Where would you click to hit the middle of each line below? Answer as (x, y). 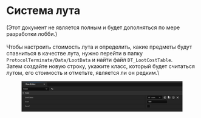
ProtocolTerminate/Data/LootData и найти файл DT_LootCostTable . (90, 60)
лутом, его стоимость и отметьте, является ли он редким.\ (83, 72)
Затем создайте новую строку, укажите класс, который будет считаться (101, 66)
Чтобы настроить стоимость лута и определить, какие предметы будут (99, 47)
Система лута (43, 11)
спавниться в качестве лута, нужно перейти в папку (75, 53)
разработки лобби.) (32, 33)
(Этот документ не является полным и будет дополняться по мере (93, 27)
